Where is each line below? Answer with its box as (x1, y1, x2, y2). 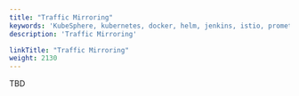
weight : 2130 (9, 54, 58, 63)
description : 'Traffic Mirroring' (9, 29, 138, 38)
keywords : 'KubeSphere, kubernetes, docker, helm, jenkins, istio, (9, 21, 265, 30)
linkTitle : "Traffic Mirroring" (9, 45, 129, 54)
